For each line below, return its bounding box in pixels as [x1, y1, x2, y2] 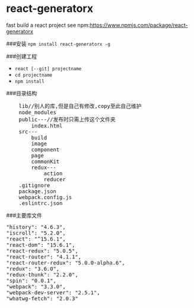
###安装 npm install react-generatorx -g [6, 40, 111, 47]
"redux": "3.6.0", [6, 265, 60, 272]
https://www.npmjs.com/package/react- [90, 21, 188, 29]
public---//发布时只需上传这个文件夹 [18, 116, 116, 123]
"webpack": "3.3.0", [6, 283, 66, 290]
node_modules [18, 109, 56, 116]
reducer [43, 176, 66, 183]
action [43, 170, 63, 177]
